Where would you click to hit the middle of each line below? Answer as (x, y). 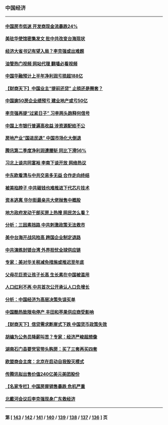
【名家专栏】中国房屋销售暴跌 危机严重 (45, 386)
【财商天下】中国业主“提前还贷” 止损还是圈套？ (54, 88)
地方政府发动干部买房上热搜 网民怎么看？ (47, 212)
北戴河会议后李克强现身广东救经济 (40, 399)
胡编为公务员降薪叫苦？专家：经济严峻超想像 (51, 337)
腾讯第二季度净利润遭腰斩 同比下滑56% (46, 150)
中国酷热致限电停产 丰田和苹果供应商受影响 (49, 312)
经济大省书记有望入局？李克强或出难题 (44, 51)
